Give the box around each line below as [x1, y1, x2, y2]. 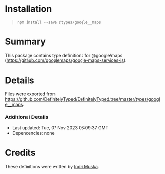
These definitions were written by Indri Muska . [5, 164, 99, 170]
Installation [5, 3, 52, 15]
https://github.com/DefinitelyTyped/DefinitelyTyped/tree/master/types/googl [5, 96, 160, 102]
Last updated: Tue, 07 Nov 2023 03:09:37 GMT [12, 125, 109, 131]
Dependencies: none [12, 130, 55, 136]
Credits [5, 147, 36, 158]
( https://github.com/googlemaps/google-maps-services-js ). [5, 58, 127, 63]
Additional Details [5, 114, 49, 120]
